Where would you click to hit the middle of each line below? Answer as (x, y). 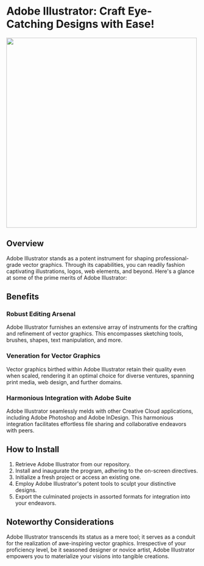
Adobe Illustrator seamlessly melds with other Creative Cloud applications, (100, 411)
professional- (172, 258)
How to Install (33, 450)
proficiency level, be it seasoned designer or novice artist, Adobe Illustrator (100, 550)
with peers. (20, 430)
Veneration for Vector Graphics (53, 356)
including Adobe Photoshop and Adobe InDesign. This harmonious (90, 418)
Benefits (23, 297)
